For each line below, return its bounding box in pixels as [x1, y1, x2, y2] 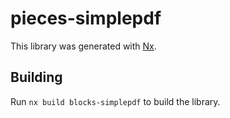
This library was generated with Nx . [10, 40, 157, 52]
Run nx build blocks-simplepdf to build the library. [10, 95, 221, 107]
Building [10, 69, 63, 86]
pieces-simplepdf [10, 7, 162, 30]
